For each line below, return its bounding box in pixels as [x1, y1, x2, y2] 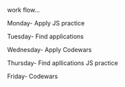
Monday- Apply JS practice [7, 19, 85, 27]
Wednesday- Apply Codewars [7, 46, 92, 53]
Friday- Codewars [7, 72, 58, 80]
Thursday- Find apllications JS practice [7, 59, 118, 67]
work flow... [7, 6, 40, 14]
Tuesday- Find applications [7, 32, 84, 40]
